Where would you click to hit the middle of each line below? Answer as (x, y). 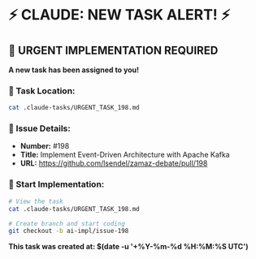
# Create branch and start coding (67, 223)
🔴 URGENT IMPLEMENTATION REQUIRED (113, 50)
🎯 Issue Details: (39, 128)
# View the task (36, 201)
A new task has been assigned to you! (74, 70)
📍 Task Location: (42, 91)
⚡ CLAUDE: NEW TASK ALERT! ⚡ (119, 15)
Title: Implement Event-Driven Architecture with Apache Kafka (125, 155)
